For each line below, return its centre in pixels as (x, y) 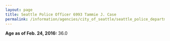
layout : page (19, 10)
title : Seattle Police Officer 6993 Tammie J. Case (61, 14)
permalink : (17, 19)
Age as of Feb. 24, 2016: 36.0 (36, 33)
